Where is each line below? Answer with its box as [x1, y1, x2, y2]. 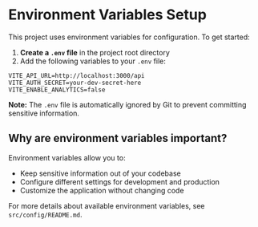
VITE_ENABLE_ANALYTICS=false [8, 86, 106, 94]
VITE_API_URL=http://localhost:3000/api [8, 71, 146, 79]
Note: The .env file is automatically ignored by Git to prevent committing [8, 99, 247, 109]
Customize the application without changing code [19, 185, 184, 195]
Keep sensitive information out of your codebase [19, 168, 182, 178]
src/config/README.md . [8, 209, 83, 219]
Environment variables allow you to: [8, 152, 126, 162]
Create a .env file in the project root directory [19, 47, 171, 57]
